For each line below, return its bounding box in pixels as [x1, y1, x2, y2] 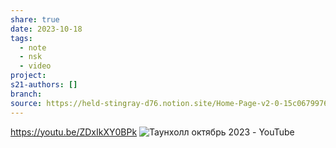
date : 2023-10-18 [10, 24, 83, 34]
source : [10, 98, 43, 108]
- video [19, 61, 52, 71]
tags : [10, 33, 33, 43]
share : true [10, 14, 60, 25]
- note [19, 42, 47, 53]
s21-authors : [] [10, 80, 78, 90]
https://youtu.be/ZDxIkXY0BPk [10, 126, 138, 138]
